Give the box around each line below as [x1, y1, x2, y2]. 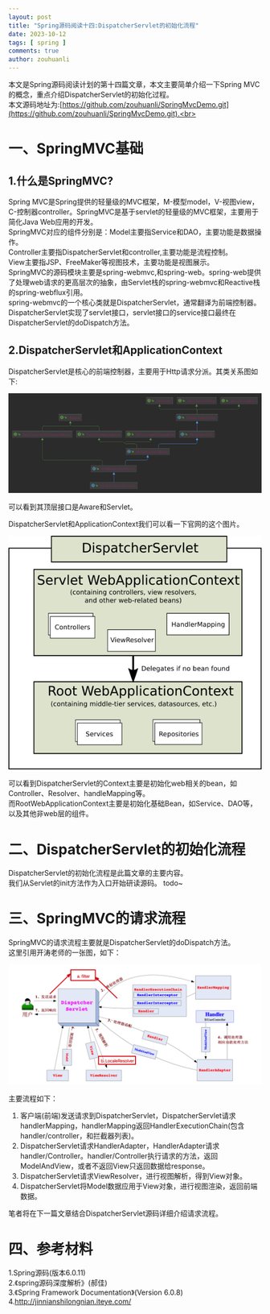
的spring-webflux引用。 [8, 288, 88, 297]
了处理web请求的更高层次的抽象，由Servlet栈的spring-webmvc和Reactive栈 [8, 278, 260, 287]
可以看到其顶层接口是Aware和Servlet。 [8, 502, 137, 512]
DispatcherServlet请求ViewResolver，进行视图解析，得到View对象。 [19, 1171, 247, 1181]
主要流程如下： [8, 1094, 58, 1104]
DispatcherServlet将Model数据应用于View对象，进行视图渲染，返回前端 [19, 1181, 258, 1192]
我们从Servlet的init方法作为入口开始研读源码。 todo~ [8, 878, 183, 888]
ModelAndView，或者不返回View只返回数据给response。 [19, 1161, 210, 1171]
